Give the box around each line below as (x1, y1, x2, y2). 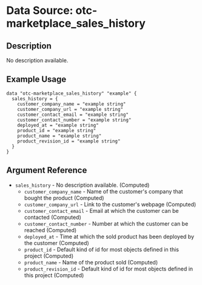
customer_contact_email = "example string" (17, 112, 129, 118)
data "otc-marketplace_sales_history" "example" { (6, 90, 137, 96)
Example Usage (6, 74, 67, 85)
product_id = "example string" (17, 127, 96, 133)
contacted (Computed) (24, 213, 82, 221)
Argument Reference (6, 165, 87, 176)
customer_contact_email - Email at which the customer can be (24, 207, 179, 214)
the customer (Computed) (24, 239, 89, 246)
